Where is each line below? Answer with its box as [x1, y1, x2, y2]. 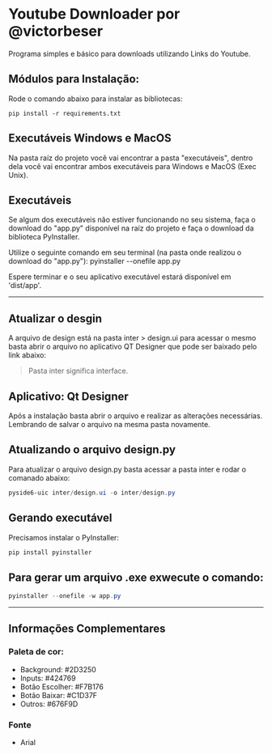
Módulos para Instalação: [8, 72, 140, 86]
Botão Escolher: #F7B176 [19, 681, 104, 692]
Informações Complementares [8, 622, 166, 636]
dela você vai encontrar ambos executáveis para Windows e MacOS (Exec [8, 161, 257, 171]
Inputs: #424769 [19, 673, 76, 683]
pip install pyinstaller [8, 548, 92, 557]
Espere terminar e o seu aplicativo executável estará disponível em [8, 272, 232, 282]
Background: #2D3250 [19, 664, 97, 674]
